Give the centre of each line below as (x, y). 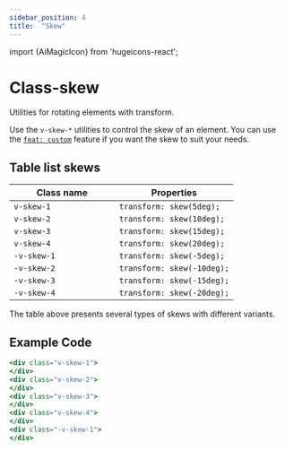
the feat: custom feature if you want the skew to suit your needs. (130, 139)
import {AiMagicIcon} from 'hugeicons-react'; (94, 51)
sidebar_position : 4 (48, 17)
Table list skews (55, 167)
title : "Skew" (38, 26)
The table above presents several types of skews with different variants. (142, 314)
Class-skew (55, 87)
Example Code (51, 342)
